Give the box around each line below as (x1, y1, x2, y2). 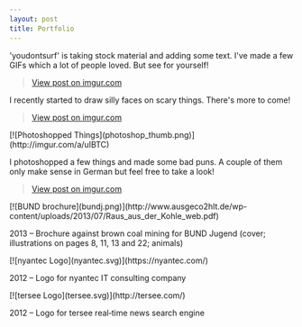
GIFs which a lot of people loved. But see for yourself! (9, 59, 209, 70)
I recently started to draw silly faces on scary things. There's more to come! (9, 95, 291, 105)
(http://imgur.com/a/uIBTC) (9, 139, 110, 150)
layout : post (9, 14, 59, 23)
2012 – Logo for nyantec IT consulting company (9, 272, 187, 283)
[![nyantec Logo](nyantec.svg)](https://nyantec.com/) (9, 255, 209, 266)
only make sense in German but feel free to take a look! (9, 166, 215, 177)
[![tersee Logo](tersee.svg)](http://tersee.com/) (9, 289, 187, 301)
